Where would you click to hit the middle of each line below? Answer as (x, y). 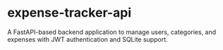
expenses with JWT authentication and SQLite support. (88, 39)
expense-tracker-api (70, 13)
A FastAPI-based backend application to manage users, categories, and (112, 32)
